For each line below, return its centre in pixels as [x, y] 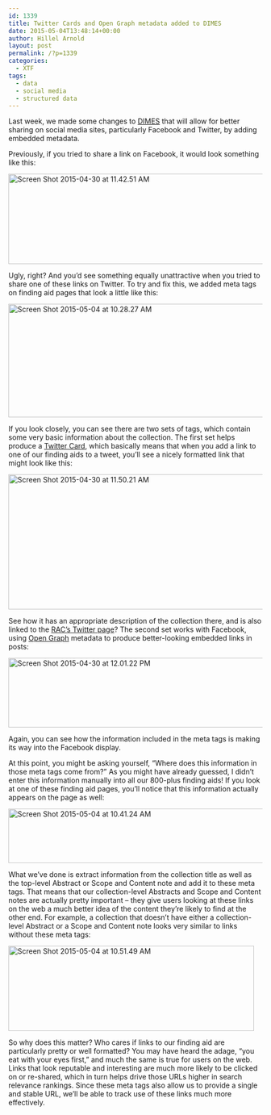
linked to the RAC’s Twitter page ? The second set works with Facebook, [127, 629]
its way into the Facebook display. [65, 748]
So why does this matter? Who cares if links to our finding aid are [117, 1042]
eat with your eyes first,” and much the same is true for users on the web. [130, 1060]
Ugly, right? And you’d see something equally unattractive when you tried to [134, 276]
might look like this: [40, 463]
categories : [28, 61]
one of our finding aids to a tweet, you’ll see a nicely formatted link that [127, 455]
